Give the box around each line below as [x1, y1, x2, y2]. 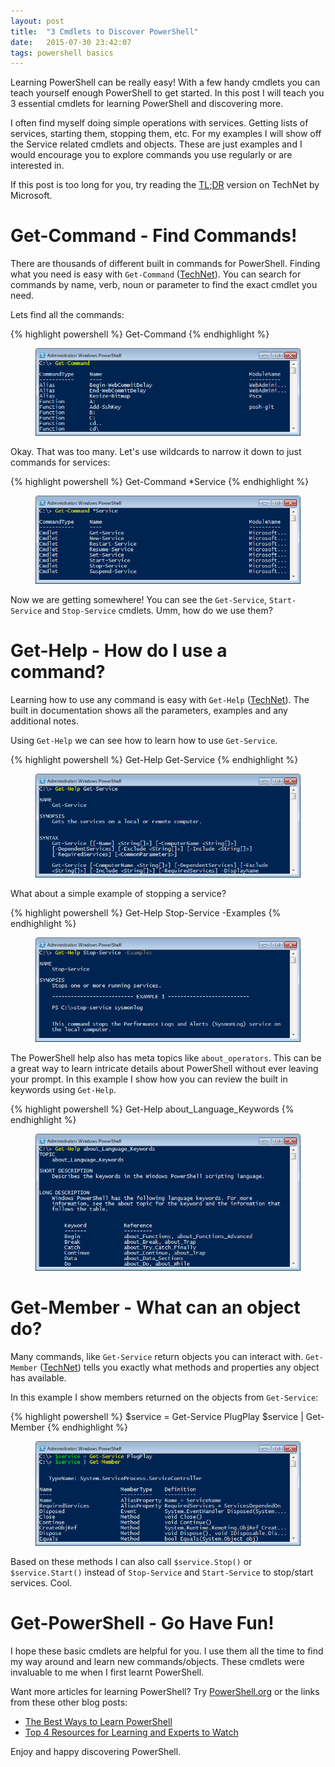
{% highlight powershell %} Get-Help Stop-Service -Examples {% [10, 907, 282, 919]
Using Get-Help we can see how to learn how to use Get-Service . [10, 734, 278, 746]
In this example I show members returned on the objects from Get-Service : [10, 1391, 319, 1403]
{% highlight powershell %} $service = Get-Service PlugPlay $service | [10, 1411, 304, 1422]
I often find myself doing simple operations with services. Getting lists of [10, 117, 309, 129]
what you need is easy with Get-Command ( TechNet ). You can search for [10, 268, 302, 280]
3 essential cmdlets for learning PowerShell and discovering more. [10, 98, 284, 110]
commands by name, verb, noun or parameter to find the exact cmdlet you [10, 279, 318, 291]
